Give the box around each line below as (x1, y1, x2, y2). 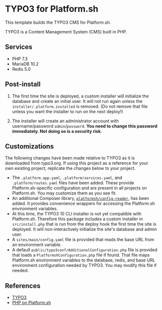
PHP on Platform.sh (12, 300, 51, 306)
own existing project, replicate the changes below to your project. (5, 165, 136, 171)
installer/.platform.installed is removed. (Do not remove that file (12, 103, 148, 109)
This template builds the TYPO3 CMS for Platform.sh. (5, 19, 111, 25)
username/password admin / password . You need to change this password (12, 123, 158, 129)
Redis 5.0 (12, 66, 31, 72)
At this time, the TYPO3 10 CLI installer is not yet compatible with (12, 211, 142, 217)
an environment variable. (12, 242, 62, 248)
